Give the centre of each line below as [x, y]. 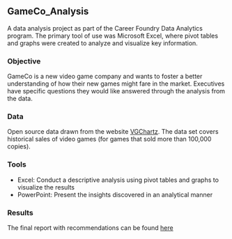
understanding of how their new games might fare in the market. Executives [116, 84]
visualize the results [46, 187]
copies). [19, 146]
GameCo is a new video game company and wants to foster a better [105, 77]
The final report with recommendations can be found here [90, 228]
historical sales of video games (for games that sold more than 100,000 [109, 139]
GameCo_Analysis [48, 11]
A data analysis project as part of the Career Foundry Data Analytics [105, 28]
